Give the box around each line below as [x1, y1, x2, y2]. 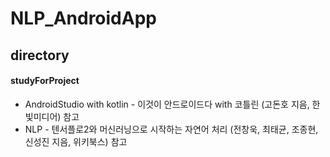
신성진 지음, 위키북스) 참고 [24, 135, 128, 147]
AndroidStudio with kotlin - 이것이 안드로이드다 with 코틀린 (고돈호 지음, [24, 98, 310, 110]
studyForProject [10, 75, 80, 87]
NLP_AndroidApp [10, 7, 157, 30]
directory [10, 47, 70, 64]
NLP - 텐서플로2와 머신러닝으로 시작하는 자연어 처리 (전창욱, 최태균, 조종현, [24, 123, 319, 135]
